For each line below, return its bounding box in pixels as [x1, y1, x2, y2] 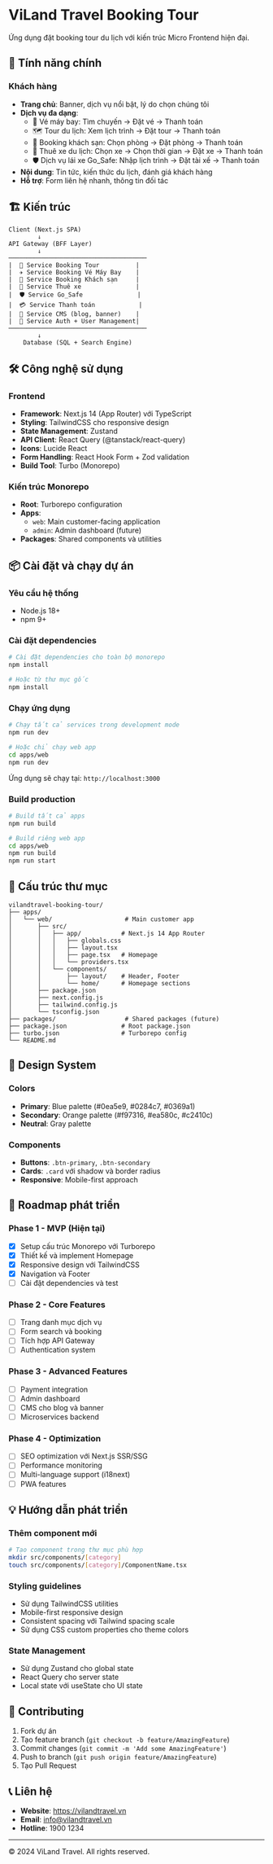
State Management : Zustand [19, 426, 118, 436]
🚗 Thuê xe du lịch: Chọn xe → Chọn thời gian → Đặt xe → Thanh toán [32, 146, 263, 156]
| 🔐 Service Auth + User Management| [8, 318, 140, 326]
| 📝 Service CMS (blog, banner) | [8, 310, 140, 318]
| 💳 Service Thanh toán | [8, 301, 143, 309]
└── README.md [8, 1036, 57, 1044]
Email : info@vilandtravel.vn [19, 1814, 112, 1825]
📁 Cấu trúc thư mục [8, 879, 108, 893]
